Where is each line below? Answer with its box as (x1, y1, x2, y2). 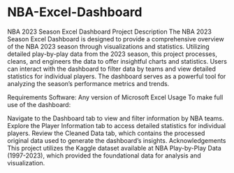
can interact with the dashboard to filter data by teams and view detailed (7, 64, 217, 73)
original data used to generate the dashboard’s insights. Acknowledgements (7, 136, 226, 144)
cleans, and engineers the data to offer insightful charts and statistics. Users (7, 57, 227, 65)
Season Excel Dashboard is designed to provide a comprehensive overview (7, 34, 225, 43)
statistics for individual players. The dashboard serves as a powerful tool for (7, 71, 226, 81)
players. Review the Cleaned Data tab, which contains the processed (7, 129, 205, 137)
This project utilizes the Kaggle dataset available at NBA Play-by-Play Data (7, 144, 221, 152)
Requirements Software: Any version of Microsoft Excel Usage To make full (7, 92, 224, 102)
